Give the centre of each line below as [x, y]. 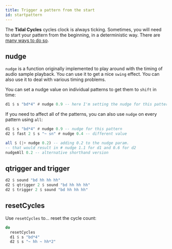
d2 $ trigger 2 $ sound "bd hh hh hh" [47, 190]
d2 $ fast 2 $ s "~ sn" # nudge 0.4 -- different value [66, 134]
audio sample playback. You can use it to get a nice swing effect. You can [82, 74]
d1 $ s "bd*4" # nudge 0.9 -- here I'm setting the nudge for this [79, 105]
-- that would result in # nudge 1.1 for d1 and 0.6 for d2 [71, 148]
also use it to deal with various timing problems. [56, 79]
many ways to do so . [27, 40]
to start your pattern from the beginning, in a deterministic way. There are [83, 35]
